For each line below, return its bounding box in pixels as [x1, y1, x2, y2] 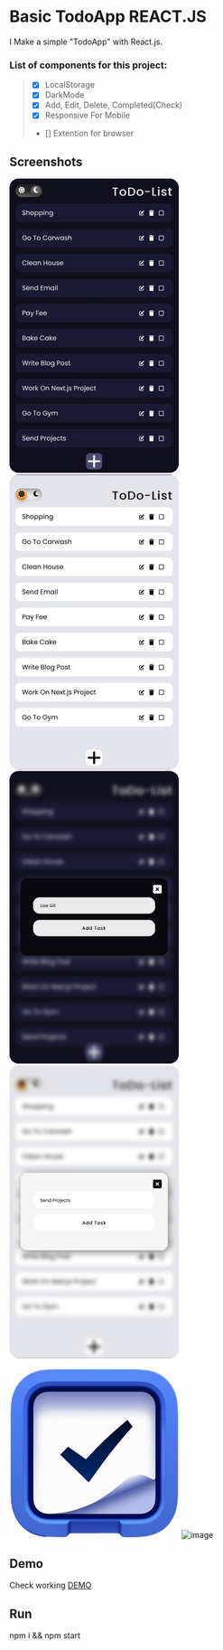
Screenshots [9, 154, 83, 169]
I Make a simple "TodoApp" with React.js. [9, 36, 163, 47]
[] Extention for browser [44, 128, 134, 139]
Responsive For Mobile [44, 110, 131, 121]
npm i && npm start [9, 1629, 81, 1641]
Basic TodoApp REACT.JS [9, 6, 208, 27]
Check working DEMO [9, 1580, 92, 1591]
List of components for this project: [9, 59, 168, 71]
